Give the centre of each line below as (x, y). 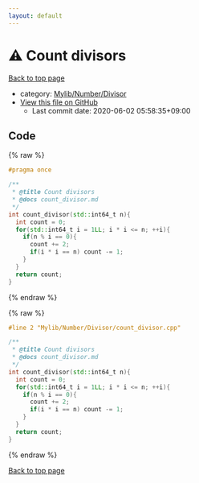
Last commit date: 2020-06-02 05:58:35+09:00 (111, 110)
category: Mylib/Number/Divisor (73, 93)
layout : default (35, 16)
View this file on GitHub (59, 102)
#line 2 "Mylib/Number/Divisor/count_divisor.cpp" (95, 328)
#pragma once (30, 170)
